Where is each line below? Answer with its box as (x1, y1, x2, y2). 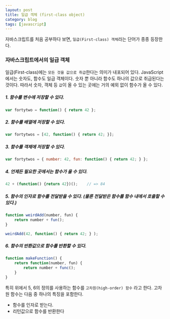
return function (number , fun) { (14, 261, 82, 266)
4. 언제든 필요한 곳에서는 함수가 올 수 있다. (5, 168, 88, 174)
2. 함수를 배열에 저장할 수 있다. (5, 119, 65, 125)
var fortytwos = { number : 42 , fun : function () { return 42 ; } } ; (5, 157, 148, 162)
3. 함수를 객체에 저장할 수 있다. (5, 143, 65, 150)
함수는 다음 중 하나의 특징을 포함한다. (10, 291, 83, 297)
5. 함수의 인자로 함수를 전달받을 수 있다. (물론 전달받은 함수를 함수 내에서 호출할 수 (5, 193, 165, 199)
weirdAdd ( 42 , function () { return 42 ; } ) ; (5, 231, 99, 236)
